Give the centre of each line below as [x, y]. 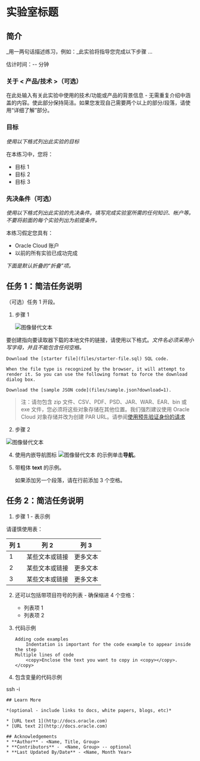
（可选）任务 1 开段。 [32, 301]
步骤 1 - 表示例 [32, 516]
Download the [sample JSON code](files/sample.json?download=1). [89, 390]
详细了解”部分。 [33, 110]
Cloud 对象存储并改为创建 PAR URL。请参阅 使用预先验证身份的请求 [103, 417]
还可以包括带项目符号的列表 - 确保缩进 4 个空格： [76, 595]
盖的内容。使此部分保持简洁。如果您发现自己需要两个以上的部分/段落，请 [96, 103]
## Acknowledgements [32, 737]
